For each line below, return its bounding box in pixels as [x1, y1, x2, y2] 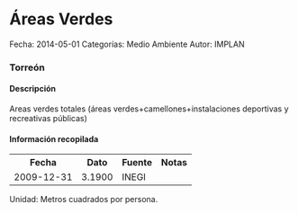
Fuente [121, 156, 153, 169]
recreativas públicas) [9, 113, 88, 124]
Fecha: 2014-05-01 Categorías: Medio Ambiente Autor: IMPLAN [9, 39, 245, 49]
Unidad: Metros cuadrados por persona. [9, 194, 158, 205]
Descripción [9, 84, 57, 94]
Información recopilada [9, 133, 99, 144]
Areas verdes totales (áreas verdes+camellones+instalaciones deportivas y [9, 103, 290, 114]
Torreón [9, 61, 45, 74]
